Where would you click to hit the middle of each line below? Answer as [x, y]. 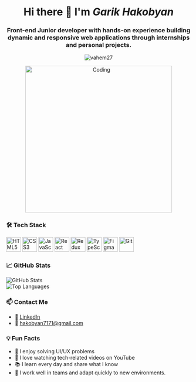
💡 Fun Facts [23, 339]
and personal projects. [99, 45]
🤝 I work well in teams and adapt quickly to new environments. [90, 373]
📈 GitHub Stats [28, 265]
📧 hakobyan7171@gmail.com [49, 323]
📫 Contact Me [27, 302]
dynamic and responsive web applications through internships [99, 38]
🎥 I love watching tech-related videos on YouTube [75, 357]
